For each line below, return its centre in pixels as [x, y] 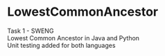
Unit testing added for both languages [61, 45]
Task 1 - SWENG [31, 31]
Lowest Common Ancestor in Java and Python [73, 38]
